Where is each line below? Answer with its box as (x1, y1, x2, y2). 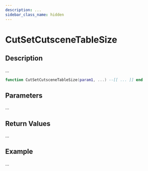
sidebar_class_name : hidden (5, 12, 64, 17)
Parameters (5, 91, 43, 100)
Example (5, 147, 33, 156)
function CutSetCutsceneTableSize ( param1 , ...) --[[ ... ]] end (5, 77, 143, 82)
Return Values (5, 119, 51, 128)
